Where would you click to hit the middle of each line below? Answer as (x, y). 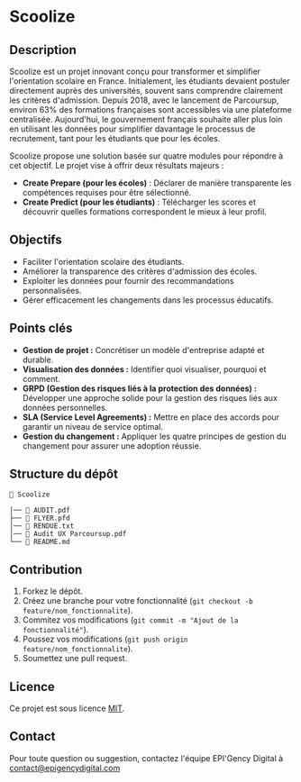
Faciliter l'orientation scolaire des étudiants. (103, 261)
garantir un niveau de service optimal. (93, 426)
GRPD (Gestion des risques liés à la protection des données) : (139, 388)
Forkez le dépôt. (53, 591)
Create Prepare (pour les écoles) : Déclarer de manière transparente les (157, 183)
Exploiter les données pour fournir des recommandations (128, 280)
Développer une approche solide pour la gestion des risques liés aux (150, 397)
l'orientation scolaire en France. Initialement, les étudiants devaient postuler (150, 81)
